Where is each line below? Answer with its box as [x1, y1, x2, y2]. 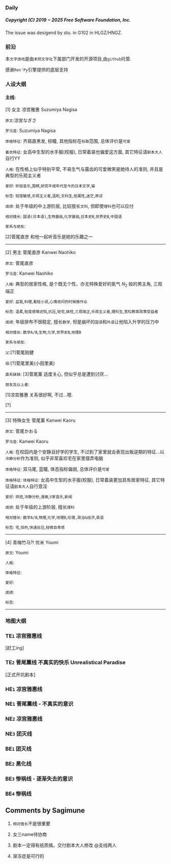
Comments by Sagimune [5, 806, 85, 815]
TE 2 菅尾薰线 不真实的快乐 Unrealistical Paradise [5, 659, 126, 666]
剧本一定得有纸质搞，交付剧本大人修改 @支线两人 [12, 842, 117, 848]
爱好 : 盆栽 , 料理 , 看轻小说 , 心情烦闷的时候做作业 [5, 298, 88, 304]
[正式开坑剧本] [5, 671, 36, 677]
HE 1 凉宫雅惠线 [5, 685, 43, 693]
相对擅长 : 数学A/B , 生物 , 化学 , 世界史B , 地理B [5, 329, 81, 335]
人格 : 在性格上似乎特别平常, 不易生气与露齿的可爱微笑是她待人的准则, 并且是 [5, 166, 163, 172]
